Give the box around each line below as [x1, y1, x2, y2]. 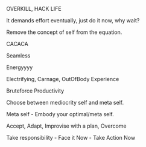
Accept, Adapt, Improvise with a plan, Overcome [6, 122, 127, 129]
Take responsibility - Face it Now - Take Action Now [6, 134, 136, 141]
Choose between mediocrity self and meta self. [6, 99, 124, 106]
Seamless [6, 52, 31, 59]
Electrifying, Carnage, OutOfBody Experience [6, 76, 119, 82]
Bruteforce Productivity [6, 87, 65, 94]
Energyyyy [6, 64, 33, 71]
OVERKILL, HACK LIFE [6, 5, 62, 12]
